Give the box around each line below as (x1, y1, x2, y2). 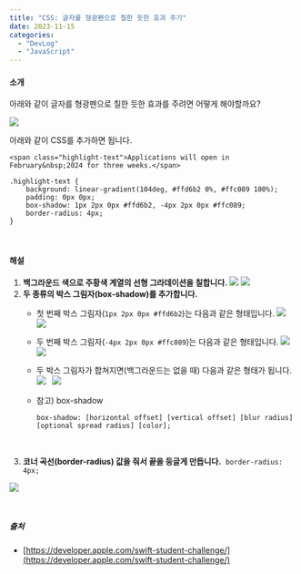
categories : (9, 30, 55, 39)
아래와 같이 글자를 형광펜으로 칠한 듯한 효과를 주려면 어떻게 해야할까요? (9, 98, 261, 109)
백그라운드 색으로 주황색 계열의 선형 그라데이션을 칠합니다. (22, 277, 228, 288)
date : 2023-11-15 (9, 22, 75, 31)
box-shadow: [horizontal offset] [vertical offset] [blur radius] (35, 413, 294, 422)
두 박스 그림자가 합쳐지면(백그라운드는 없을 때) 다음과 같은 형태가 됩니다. (35, 364, 293, 375)
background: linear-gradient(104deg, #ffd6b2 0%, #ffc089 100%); (25, 185, 279, 194)
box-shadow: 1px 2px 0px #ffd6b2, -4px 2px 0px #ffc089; (25, 201, 246, 210)
